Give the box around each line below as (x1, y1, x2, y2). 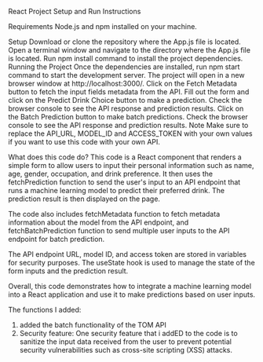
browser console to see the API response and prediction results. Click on (8, 104, 244, 113)
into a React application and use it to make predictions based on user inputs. (8, 290, 256, 299)
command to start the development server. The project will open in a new (8, 71, 245, 79)
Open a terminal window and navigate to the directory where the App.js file (8, 46, 251, 54)
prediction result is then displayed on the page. (8, 194, 161, 203)
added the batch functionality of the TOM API (19, 320, 167, 329)
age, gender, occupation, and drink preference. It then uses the (8, 169, 214, 178)
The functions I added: (8, 305, 82, 314)
